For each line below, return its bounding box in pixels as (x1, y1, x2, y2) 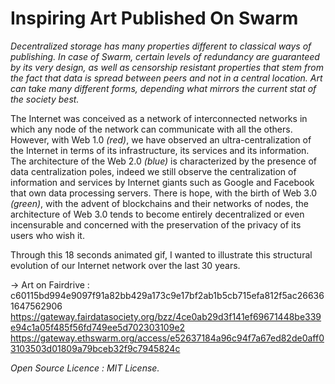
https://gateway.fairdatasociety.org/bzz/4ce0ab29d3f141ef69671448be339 (10, 310, 322, 322)
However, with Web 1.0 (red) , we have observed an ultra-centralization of (10, 133, 312, 146)
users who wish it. (10, 229, 85, 241)
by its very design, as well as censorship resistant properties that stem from (10, 61, 324, 73)
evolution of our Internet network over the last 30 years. (10, 259, 241, 271)
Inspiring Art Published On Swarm (10, 7, 299, 30)
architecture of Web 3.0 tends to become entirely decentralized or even (10, 208, 305, 220)
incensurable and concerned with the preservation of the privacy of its (10, 218, 302, 231)
